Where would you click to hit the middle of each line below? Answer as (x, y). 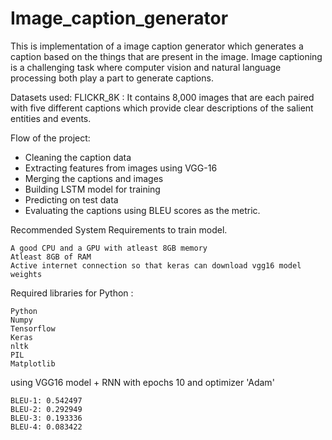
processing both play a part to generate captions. (112, 78)
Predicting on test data (71, 199)
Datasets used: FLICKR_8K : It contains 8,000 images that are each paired (162, 97)
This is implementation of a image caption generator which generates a (157, 46)
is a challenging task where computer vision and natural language (146, 67)
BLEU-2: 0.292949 (46, 409)
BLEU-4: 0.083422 (46, 427)
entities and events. (51, 118)
